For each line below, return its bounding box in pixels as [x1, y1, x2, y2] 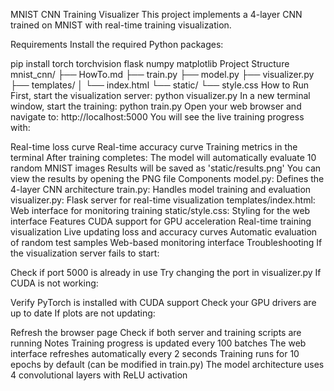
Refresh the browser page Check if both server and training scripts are [10, 327, 302, 338]
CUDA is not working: [10, 277, 99, 289]
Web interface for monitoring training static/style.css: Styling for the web [10, 205, 311, 216]
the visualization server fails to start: [10, 247, 160, 259]
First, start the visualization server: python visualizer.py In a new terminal [10, 90, 311, 101]
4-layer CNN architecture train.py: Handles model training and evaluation [10, 184, 312, 195]
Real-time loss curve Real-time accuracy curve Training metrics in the [10, 141, 298, 153]
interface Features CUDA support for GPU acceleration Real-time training [10, 215, 312, 227]
